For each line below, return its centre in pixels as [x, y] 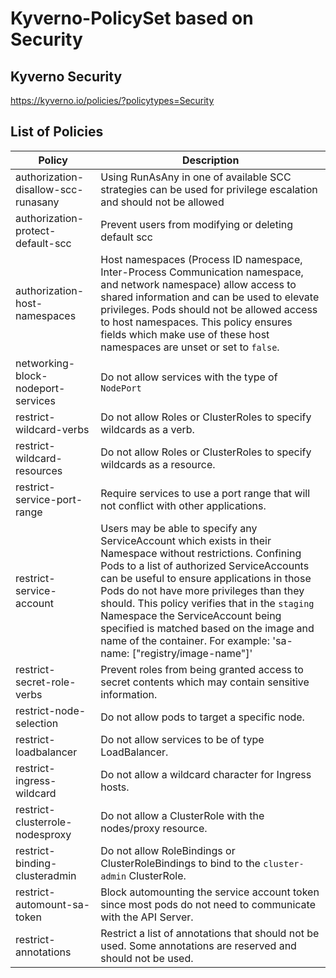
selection [37, 723]
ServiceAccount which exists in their [186, 540]
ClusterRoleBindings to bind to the [180, 863]
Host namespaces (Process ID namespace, [201, 259]
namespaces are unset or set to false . [190, 347]
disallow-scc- [49, 189]
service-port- [49, 499]
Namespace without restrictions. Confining [201, 553]
